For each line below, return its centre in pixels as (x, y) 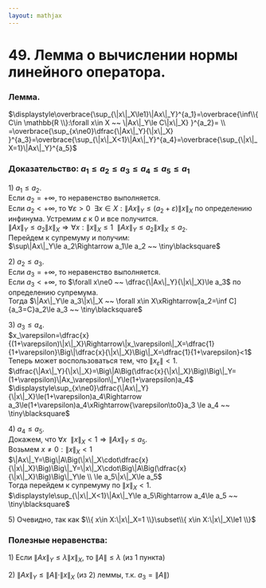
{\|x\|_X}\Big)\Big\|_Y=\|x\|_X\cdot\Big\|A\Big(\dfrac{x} (98, 468)
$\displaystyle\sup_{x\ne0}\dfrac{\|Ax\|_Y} (78, 388)
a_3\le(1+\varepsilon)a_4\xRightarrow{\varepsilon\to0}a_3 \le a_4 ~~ (119, 405)
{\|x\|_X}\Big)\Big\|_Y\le (47, 477)
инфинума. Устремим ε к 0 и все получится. (83, 219)
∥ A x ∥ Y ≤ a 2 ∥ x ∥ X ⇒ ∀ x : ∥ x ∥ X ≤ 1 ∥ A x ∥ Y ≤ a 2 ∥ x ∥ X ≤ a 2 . (98, 228)
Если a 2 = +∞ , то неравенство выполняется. (84, 199)
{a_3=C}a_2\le (32, 310)
